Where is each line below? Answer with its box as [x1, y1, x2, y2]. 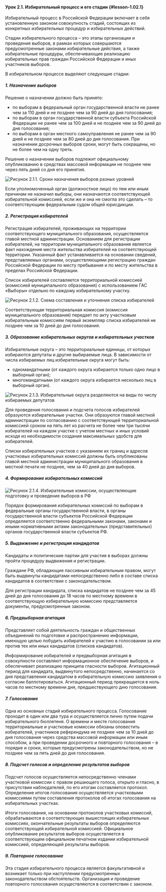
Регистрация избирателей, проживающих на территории [5, 225, 126, 231]
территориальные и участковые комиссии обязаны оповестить [5, 724, 140, 730]
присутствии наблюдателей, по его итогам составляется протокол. [5, 784, 148, 790]
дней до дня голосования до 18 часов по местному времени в [5, 593, 137, 599]
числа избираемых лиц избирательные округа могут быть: [5, 357, 130, 363]
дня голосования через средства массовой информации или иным [5, 734, 148, 740]
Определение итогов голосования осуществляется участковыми [5, 789, 143, 795]
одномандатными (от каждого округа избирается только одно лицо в [12, 367, 160, 372]
